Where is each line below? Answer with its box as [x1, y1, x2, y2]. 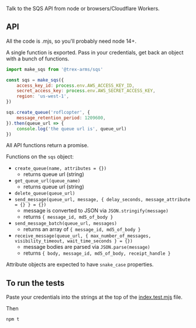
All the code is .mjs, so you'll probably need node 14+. [6, 38, 136, 45]
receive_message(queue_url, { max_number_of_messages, [14, 233, 152, 239]
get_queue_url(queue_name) [14, 178, 81, 184]
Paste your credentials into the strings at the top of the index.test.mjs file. [6, 293, 183, 301]
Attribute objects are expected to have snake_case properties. [6, 261, 154, 268]
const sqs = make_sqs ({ [6, 77, 64, 83]
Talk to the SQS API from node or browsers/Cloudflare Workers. [6, 5, 160, 12]
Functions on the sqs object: [6, 153, 74, 160]
